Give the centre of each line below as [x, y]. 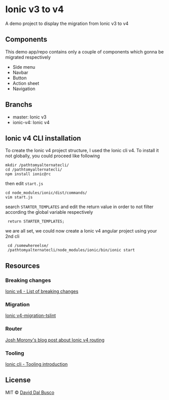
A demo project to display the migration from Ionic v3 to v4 [67, 23]
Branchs [19, 105]
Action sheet [26, 83]
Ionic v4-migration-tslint [31, 316]
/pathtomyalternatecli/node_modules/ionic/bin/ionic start [71, 250]
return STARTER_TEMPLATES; [36, 222]
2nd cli [12, 236]
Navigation [24, 89]
